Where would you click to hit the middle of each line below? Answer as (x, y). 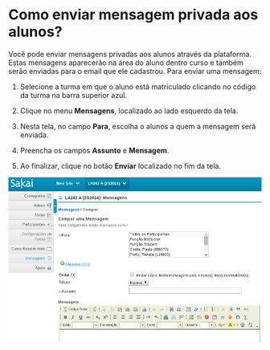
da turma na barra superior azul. (73, 95)
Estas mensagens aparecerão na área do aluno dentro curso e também (126, 63)
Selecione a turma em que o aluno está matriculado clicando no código (138, 87)
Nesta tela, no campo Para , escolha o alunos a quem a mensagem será (138, 126)
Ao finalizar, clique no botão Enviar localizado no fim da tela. (121, 165)
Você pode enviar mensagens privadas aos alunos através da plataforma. (130, 54)
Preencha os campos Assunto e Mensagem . (94, 150)
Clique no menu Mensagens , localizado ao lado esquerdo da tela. (129, 111)
